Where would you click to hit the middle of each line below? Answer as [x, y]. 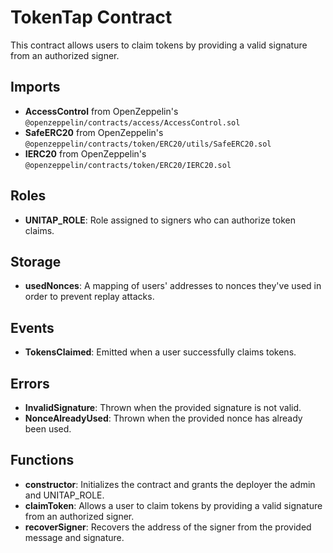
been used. [48, 429]
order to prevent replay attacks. [89, 297]
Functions [42, 460]
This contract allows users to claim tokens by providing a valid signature [159, 45]
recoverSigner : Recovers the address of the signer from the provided [168, 527]
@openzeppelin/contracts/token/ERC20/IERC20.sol [128, 165]
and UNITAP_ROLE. [64, 495]
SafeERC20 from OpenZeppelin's [94, 132]
